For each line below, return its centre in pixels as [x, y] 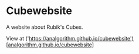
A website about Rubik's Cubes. [45, 27]
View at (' [18, 38]
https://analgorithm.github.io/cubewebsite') [81, 38]
